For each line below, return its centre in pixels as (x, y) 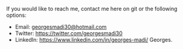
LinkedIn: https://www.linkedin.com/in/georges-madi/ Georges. (94, 40)
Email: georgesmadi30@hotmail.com (61, 27)
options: (17, 15)
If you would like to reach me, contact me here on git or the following (92, 9)
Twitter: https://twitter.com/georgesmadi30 (69, 33)
